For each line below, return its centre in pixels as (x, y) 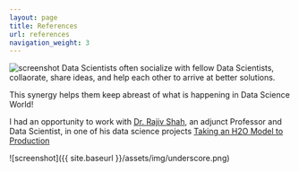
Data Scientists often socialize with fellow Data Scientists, (168, 68)
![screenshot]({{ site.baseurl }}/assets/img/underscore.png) (120, 159)
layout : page (34, 17)
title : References (43, 26)
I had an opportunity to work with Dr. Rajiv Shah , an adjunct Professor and (145, 122)
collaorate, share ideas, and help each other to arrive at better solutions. (142, 78)
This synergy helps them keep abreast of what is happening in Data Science (150, 95)
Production (30, 141)
